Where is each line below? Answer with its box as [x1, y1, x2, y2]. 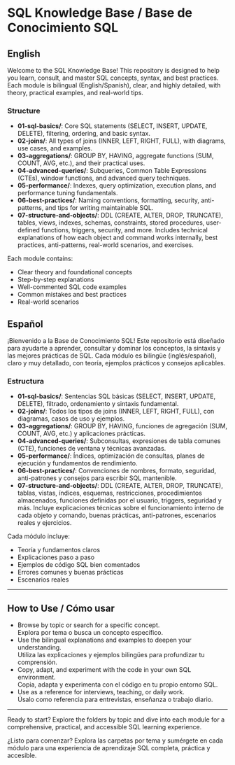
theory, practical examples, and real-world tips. [7, 89, 143, 97]
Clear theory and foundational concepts [17, 268, 133, 276]
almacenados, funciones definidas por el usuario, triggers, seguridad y [17, 496, 222, 505]
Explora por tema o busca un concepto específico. [17, 629, 163, 637]
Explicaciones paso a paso [17, 553, 95, 561]
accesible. [7, 751, 37, 760]
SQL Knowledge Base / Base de [7, 5, 193, 21]
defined [17, 226, 41, 234]
